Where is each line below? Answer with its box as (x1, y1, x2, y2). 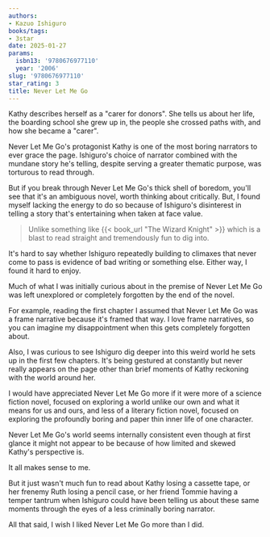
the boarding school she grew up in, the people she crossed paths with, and (8, 118, 261, 128)
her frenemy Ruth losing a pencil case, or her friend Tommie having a (8, 487, 239, 497)
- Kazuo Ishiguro (8, 19, 67, 27)
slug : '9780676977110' (8, 72, 85, 80)
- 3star (8, 34, 35, 43)
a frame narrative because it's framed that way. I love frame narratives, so (8, 314, 254, 324)
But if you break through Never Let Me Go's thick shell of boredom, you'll (8, 183, 251, 193)
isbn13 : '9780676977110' (15, 57, 99, 65)
